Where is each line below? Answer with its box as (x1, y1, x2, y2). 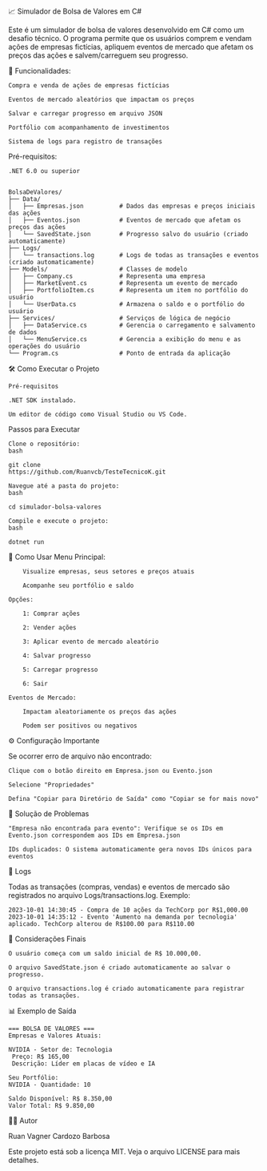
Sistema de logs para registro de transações (8, 138, 162, 146)
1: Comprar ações (22, 610, 81, 618)
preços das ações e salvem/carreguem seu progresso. (8, 50, 189, 60)
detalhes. (8, 1156, 39, 1165)
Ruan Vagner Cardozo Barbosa (8, 1132, 110, 1141)
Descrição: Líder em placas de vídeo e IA (11, 1060, 156, 1068)
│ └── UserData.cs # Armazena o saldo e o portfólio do (8, 300, 245, 308)
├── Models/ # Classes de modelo (8, 265, 188, 273)
